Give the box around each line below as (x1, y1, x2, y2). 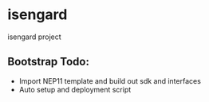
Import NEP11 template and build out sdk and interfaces (18, 76, 201, 85)
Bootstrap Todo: (7, 55, 89, 69)
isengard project (7, 32, 61, 41)
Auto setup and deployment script (18, 84, 132, 94)
